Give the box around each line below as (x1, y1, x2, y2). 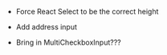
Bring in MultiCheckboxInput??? (15, 37, 122, 47)
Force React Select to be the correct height (15, 7, 159, 16)
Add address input (15, 22, 78, 31)
